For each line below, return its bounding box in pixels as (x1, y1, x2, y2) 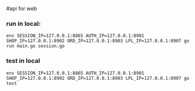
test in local (6, 57, 40, 65)
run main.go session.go (6, 43, 65, 49)
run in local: (6, 19, 41, 28)
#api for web (6, 5, 37, 12)
